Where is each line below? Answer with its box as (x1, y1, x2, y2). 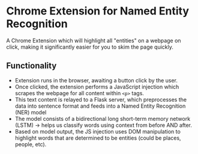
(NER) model (14, 108, 47, 115)
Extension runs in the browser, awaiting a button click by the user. (14, 76, 178, 84)
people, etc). (14, 140, 47, 148)
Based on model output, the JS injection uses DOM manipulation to (14, 128, 181, 135)
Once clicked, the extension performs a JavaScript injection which (14, 83, 179, 90)
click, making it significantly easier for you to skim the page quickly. (6, 43, 174, 51)
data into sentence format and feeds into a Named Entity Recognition (14, 102, 186, 109)
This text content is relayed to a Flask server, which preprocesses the (14, 96, 187, 103)
